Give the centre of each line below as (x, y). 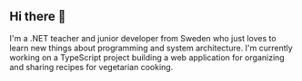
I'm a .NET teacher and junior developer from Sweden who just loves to (143, 38)
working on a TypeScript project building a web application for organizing (147, 57)
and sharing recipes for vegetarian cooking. (91, 67)
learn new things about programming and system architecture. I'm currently (151, 48)
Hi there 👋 (38, 17)
